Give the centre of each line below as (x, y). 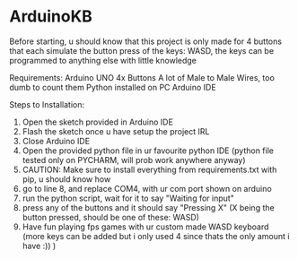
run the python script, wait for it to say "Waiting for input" (128, 198)
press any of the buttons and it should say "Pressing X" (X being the (149, 207)
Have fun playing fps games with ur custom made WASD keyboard (145, 227)
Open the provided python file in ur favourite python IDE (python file (148, 151)
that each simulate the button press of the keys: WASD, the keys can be (142, 50)
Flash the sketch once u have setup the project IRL (116, 131)
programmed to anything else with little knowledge (103, 60)
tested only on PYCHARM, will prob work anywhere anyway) (134, 160)
